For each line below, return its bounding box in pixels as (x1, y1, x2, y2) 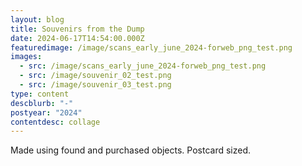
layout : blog (10, 14, 65, 25)
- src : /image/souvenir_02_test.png (19, 71, 172, 81)
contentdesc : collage (10, 117, 101, 127)
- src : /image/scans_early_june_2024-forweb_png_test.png (19, 61, 267, 71)
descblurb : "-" (10, 98, 74, 108)
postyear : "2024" (10, 107, 83, 118)
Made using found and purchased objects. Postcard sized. (10, 144, 252, 156)
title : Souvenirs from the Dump (10, 24, 145, 34)
